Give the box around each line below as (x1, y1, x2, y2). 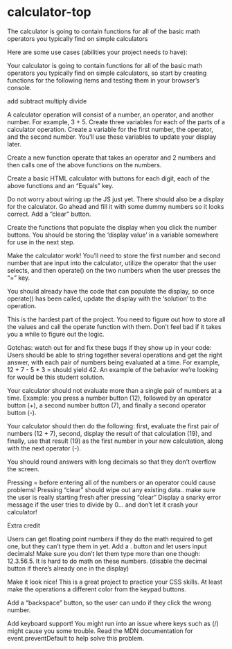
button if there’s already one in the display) (7, 564, 130, 573)
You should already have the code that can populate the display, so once (7, 287, 215, 295)
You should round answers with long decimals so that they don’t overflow (7, 457, 217, 466)
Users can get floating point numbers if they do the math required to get (7, 534, 213, 543)
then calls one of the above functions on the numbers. (7, 160, 162, 169)
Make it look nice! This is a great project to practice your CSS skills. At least (7, 578, 223, 586)
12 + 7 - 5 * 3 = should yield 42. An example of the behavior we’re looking (7, 365, 218, 373)
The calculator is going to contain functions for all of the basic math (7, 27, 201, 35)
